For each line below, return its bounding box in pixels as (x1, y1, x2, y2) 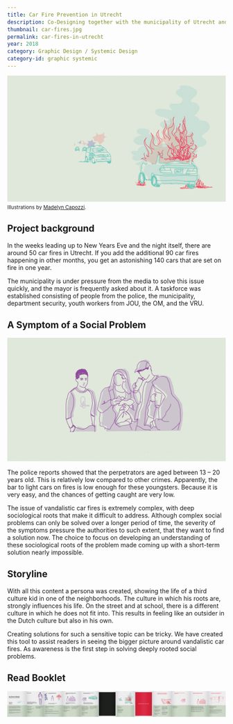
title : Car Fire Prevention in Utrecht (7, 11, 123, 18)
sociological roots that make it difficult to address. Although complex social (7, 511, 222, 520)
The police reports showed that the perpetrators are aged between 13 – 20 (7, 468, 221, 476)
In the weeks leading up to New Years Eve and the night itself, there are (7, 241, 212, 250)
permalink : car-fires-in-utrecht (7, 33, 104, 40)
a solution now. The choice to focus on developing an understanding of (7, 533, 211, 542)
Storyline (7, 568, 48, 580)
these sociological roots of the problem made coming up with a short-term (7, 540, 221, 549)
